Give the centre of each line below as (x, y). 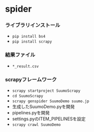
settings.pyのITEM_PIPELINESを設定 (49, 119)
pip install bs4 (29, 37)
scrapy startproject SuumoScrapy (46, 91)
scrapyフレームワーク (31, 79)
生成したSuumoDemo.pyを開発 (43, 107)
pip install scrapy (32, 42)
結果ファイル (20, 55)
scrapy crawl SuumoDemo (36, 125)
